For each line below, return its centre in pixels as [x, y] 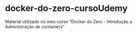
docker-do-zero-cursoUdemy [66, 8]
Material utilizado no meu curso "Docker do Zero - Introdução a [68, 22]
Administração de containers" [35, 26]
